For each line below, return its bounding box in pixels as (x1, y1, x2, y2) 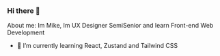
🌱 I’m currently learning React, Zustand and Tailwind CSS (16, 42, 178, 50)
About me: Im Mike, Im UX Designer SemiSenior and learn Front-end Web (7, 22, 214, 30)
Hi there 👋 (7, 6, 41, 16)
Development (7, 28, 45, 36)
